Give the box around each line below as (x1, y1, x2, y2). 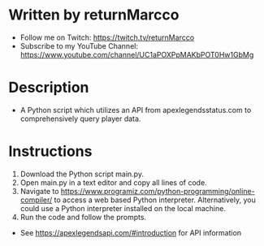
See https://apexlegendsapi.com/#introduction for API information (19, 227, 242, 237)
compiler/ (19, 195, 53, 205)
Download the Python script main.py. (19, 169, 145, 179)
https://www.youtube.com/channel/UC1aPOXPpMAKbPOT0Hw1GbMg (19, 50, 254, 59)
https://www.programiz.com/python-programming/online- (60, 186, 255, 196)
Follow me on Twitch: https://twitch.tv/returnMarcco (19, 32, 195, 42)
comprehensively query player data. (19, 114, 141, 123)
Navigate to (19, 186, 59, 196)
